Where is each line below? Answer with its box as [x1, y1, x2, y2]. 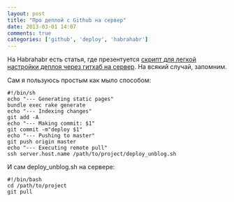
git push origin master [7, 139, 77, 146]
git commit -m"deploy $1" [7, 126, 82, 133]
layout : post [7, 10, 45, 17]
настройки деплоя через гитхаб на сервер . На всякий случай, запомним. [7, 63, 227, 71]
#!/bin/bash [7, 176, 42, 183]
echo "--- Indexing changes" [7, 108, 92, 115]
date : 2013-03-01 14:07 [7, 23, 77, 30]
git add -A [7, 114, 39, 121]
